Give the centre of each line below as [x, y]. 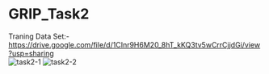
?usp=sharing [31, 53]
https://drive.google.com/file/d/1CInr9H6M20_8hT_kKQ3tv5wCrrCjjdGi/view [134, 44]
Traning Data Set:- [39, 36]
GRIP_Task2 [49, 14]
